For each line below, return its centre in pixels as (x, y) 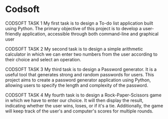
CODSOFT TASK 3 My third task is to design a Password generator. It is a (81, 69)
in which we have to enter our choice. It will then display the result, (74, 100)
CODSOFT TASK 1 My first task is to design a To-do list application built (79, 23)
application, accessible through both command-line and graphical (91, 34)
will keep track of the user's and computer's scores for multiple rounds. (79, 111)
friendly (13, 34)
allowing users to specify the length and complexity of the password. (77, 85)
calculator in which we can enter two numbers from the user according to (81, 54)
